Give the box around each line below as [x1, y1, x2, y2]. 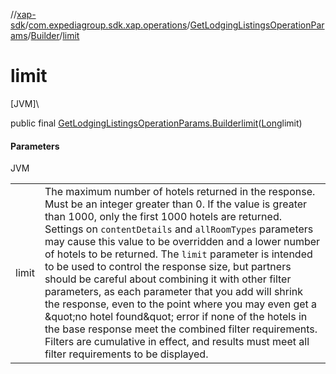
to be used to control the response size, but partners [44, 260, 292, 274]
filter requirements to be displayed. [44, 347, 209, 361]
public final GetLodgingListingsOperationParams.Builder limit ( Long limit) [10, 117, 303, 129]
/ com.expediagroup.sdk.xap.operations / [24, 19, 191, 31]
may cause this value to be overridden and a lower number [44, 235, 321, 249]
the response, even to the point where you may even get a [44, 297, 318, 311]
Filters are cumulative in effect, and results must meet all [44, 335, 310, 349]
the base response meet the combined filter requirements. [44, 322, 318, 336]
